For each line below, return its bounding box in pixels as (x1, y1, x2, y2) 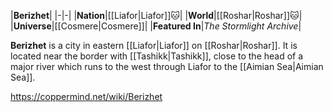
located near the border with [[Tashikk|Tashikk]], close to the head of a (10, 50, 304, 62)
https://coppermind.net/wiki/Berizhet (10, 91, 163, 102)
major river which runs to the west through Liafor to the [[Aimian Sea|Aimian (10, 61, 324, 72)
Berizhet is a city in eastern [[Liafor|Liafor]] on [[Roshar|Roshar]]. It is (10, 40, 298, 51)
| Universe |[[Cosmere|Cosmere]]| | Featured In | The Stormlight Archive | (10, 20, 302, 32)
